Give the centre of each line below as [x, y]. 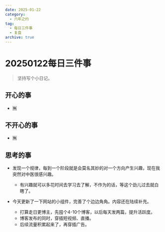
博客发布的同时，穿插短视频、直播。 [57, 218]
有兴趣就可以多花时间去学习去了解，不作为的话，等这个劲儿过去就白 [89, 185]
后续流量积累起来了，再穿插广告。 [55, 225]
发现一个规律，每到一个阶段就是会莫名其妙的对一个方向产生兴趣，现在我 [86, 168]
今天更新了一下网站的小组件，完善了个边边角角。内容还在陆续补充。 [82, 202]
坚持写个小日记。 [35, 78]
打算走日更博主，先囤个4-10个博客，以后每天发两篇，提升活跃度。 [87, 212]
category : [15, 14]
